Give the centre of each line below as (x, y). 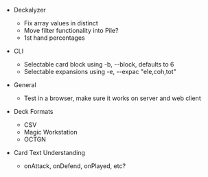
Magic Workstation (50, 132)
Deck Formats (33, 111)
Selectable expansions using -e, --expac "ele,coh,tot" (100, 72)
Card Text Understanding (49, 153)
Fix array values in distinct (61, 23)
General (25, 85)
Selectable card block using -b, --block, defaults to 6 (99, 64)
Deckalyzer (30, 10)
